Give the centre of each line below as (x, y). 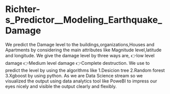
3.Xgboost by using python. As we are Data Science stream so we (74, 75)
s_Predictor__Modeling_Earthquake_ (84, 20)
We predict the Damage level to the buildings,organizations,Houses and (80, 44)
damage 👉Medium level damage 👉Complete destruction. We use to (78, 63)
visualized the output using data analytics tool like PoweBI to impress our (81, 81)
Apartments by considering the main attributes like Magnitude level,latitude (83, 50)
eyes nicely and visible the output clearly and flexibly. (61, 86)
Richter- (23, 9)
